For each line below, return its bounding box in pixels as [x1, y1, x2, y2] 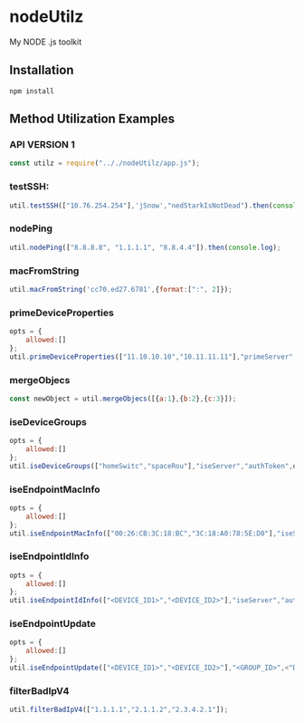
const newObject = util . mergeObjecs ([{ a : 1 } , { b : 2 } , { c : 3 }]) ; [9, 394, 237, 403]
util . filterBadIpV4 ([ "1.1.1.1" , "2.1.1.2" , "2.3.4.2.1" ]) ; [9, 705, 229, 715]
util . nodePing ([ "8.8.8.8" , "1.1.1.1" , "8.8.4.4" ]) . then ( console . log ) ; [9, 243, 281, 252]
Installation [9, 63, 74, 78]
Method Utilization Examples [9, 111, 176, 127]
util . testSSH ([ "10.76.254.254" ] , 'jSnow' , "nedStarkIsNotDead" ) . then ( [9, 201, 273, 210]
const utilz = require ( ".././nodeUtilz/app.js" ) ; [9, 159, 201, 169]
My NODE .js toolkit [9, 36, 82, 47]
